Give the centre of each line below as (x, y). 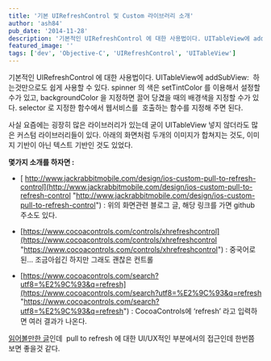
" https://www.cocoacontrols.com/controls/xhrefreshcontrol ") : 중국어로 (138, 250)
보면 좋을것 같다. (34, 348)
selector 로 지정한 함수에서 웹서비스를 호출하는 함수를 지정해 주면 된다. (131, 107)
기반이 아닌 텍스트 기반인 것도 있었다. (75, 145)
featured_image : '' (41, 46)
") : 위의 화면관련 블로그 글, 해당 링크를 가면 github (175, 205)
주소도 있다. (39, 215)
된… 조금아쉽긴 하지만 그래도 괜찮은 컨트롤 (87, 260)
